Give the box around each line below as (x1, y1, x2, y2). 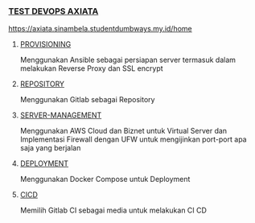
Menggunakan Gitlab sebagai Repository (19, 95, 155, 105)
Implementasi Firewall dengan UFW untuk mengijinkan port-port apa (19, 134, 247, 144)
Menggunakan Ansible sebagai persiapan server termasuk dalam (19, 55, 236, 65)
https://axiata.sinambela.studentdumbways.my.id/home (8, 24, 193, 34)
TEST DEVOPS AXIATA (8, 6, 99, 17)
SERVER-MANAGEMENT (19, 110, 102, 120)
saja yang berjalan (19, 143, 81, 153)
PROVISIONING (19, 39, 72, 49)
